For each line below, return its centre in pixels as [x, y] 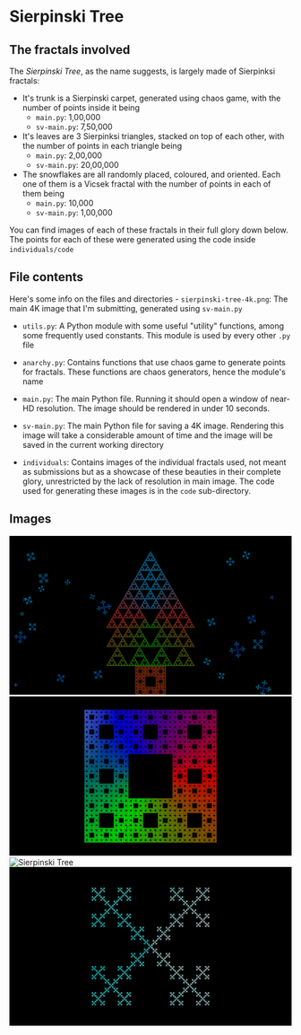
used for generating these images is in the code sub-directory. [137, 490]
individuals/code [42, 250]
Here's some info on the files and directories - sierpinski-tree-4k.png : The [149, 299]
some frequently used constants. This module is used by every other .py [156, 335]
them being [43, 193]
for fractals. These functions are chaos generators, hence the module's [154, 372]
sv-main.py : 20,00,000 [77, 165]
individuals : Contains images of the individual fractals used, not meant [154, 462]
